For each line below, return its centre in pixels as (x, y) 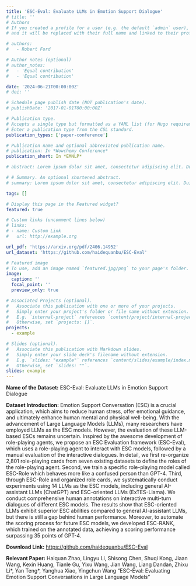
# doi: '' (18, 92)
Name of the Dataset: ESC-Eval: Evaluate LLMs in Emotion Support (87, 388)
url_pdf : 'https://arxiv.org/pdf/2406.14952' (62, 247)
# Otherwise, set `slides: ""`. (48, 366)
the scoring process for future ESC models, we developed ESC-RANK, (90, 523)
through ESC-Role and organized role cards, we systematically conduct (92, 480)
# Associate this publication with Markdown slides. (74, 349)
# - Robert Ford (28, 49)
